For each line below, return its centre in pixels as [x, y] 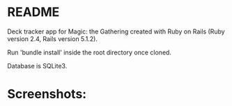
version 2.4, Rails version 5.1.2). [53, 38]
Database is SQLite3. [37, 66]
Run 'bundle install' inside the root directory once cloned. [90, 52]
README [33, 12]
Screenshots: [47, 94]
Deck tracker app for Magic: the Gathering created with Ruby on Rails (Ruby [116, 31]
